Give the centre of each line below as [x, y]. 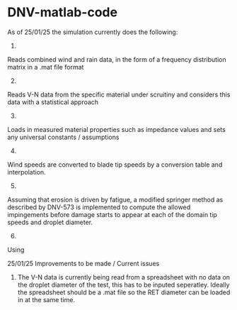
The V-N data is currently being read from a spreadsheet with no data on [124, 277]
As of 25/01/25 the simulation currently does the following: [93, 32]
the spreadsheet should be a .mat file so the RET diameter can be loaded [124, 292]
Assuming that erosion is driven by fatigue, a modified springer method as [115, 199]
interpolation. [27, 172]
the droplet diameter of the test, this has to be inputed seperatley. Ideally [123, 284]
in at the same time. [46, 299]
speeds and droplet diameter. [50, 222]
